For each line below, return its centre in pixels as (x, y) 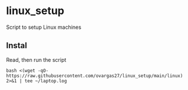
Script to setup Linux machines (44, 27)
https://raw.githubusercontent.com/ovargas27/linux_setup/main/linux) (95, 76)
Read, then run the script (36, 59)
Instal (17, 46)
